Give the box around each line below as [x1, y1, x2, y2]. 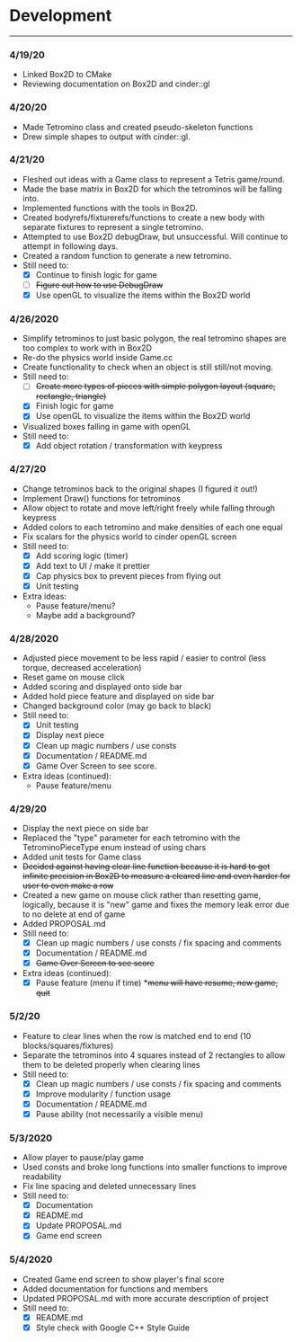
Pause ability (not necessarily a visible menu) [35, 1108, 204, 1119]
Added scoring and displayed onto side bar [22, 681, 182, 692]
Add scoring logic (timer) [35, 550, 129, 561]
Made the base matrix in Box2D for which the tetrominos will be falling [22, 183, 283, 194]
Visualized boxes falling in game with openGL [22, 421, 191, 431]
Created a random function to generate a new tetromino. [22, 250, 232, 261]
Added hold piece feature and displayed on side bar [22, 691, 215, 702]
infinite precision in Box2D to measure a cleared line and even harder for [22, 871, 291, 882]
